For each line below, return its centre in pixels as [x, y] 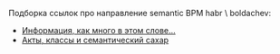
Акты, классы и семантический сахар [95, 40]
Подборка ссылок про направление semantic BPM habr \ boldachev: [140, 13]
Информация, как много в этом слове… [98, 30]
